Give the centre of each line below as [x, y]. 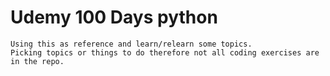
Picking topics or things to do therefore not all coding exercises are [165, 52]
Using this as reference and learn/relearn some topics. [131, 44]
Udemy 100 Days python [114, 17]
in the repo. [37, 61]
